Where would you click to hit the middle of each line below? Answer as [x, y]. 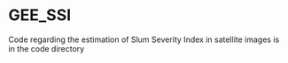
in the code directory [47, 48]
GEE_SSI [40, 15]
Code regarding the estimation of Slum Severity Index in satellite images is [144, 39]
